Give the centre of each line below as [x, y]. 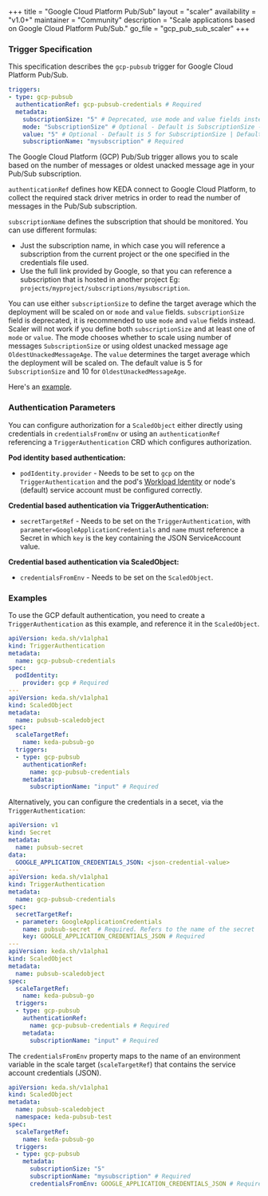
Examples [28, 598]
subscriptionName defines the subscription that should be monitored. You [128, 222]
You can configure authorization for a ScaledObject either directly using [126, 425]
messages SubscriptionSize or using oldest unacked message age [118, 346]
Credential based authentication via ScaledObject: [94, 561]
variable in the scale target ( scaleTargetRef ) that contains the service [122, 1064]
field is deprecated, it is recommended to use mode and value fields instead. [132, 321]
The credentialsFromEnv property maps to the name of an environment [124, 1055]
